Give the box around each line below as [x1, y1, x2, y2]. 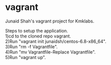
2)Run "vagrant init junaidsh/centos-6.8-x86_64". [5, 38, 106, 44]
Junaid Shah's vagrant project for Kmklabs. [5, 18, 94, 24]
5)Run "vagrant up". [5, 54, 46, 60]
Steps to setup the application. [5, 27, 68, 33]
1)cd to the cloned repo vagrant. [5, 33, 71, 39]
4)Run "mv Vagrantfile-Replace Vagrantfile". [5, 49, 96, 55]
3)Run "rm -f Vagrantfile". [5, 43, 58, 49]
